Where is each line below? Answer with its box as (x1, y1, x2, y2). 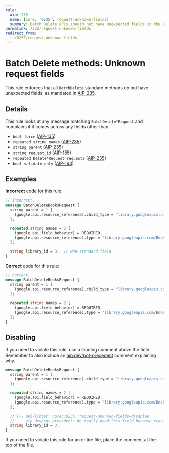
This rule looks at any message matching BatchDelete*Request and (5, 118, 143, 124)
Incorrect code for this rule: (5, 188, 63, 194)
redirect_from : (5, 31, 37, 36)
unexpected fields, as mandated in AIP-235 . (5, 90, 96, 96)
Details (5, 105, 28, 114)
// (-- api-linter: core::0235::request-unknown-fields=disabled (10, 414, 150, 419)
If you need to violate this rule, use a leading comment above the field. (5, 346, 151, 353)
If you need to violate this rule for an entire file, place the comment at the (5, 437, 156, 443)
